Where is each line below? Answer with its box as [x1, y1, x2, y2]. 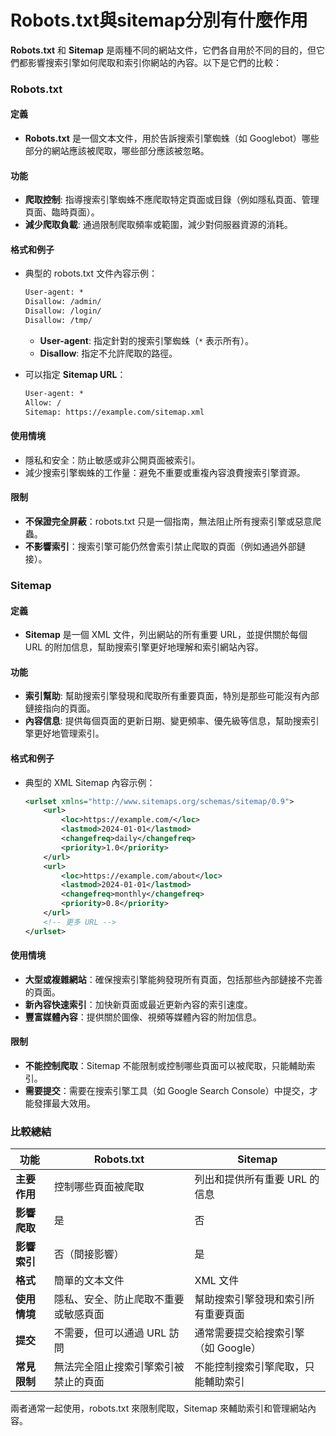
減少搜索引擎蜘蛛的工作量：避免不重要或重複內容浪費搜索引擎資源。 [24, 466, 306, 478]
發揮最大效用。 [33, 1097, 96, 1110]
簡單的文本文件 [53, 1274, 125, 1288]
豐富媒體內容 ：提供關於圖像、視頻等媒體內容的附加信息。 [24, 1011, 262, 1023]
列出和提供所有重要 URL [194, 1172, 308, 1186]
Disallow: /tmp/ [24, 316, 93, 326]
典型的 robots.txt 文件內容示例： [24, 267, 158, 280]
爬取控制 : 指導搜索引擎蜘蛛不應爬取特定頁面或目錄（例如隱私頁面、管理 [24, 194, 320, 206]
